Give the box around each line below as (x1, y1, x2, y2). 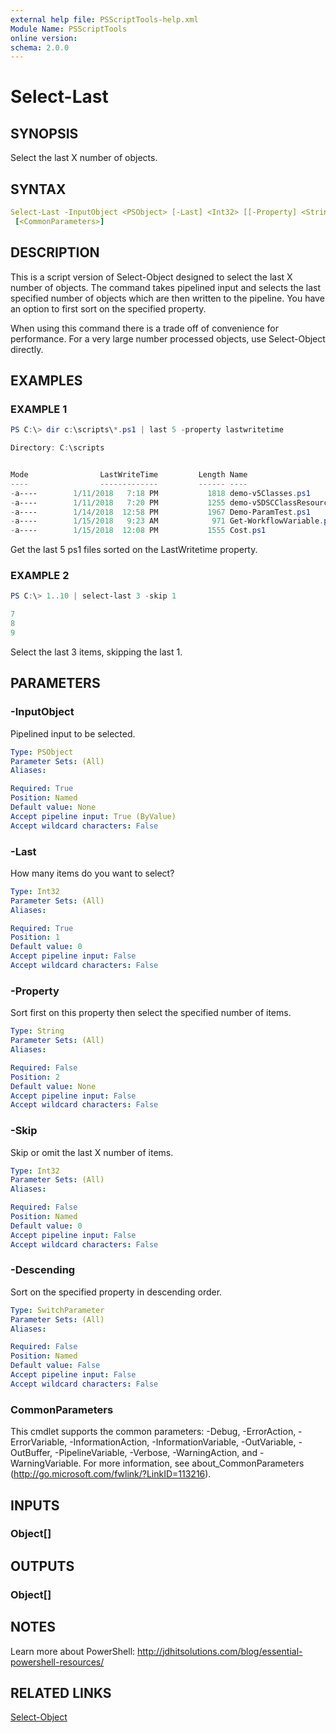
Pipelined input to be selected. (10, 727, 136, 740)
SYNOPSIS (10, 125, 79, 142)
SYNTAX (10, 181, 67, 198)
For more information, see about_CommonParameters (83, 1457, 305, 1470)
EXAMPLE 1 (10, 402, 68, 416)
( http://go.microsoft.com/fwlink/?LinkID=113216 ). (10, 1468, 212, 1480)
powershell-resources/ (10, 1656, 105, 1668)
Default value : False (10, 1361, 101, 1371)
